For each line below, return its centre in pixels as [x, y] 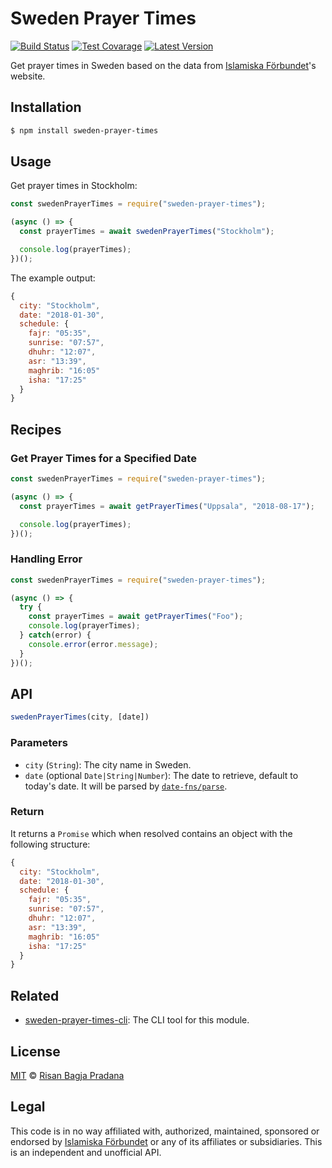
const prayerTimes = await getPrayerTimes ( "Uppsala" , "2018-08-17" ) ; [167, 506]
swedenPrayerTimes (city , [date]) [80, 717]
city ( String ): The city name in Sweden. [108, 764]
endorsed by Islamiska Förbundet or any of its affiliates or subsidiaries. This [166, 1141]
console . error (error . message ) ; [93, 644]
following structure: [50, 844]
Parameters [39, 743]
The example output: [53, 278]
